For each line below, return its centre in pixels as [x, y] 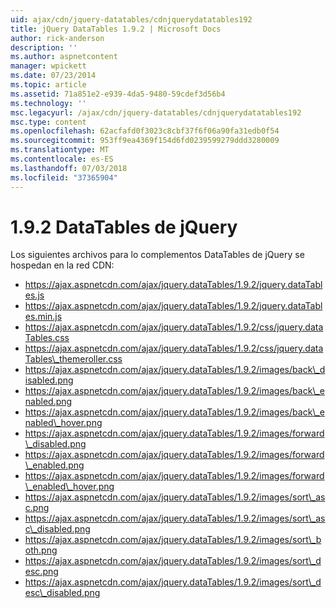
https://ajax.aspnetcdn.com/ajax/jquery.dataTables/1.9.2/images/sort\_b [173, 540]
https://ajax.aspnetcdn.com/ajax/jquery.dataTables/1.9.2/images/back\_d [175, 370]
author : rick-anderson [57, 38]
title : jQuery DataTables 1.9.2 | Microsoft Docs [116, 29]
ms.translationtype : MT [60, 150]
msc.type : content [48, 122]
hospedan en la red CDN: [62, 265]
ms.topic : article [48, 85]
